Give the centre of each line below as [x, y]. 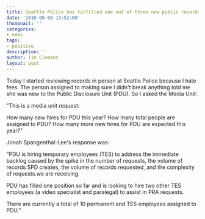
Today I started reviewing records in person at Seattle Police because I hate [101, 81]
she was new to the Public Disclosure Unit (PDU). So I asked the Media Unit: [102, 94]
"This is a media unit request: [43, 105]
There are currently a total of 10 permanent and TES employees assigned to [101, 204]
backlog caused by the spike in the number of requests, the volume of [95, 160]
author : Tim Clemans [33, 58]
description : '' [27, 52]
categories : [21, 29]
